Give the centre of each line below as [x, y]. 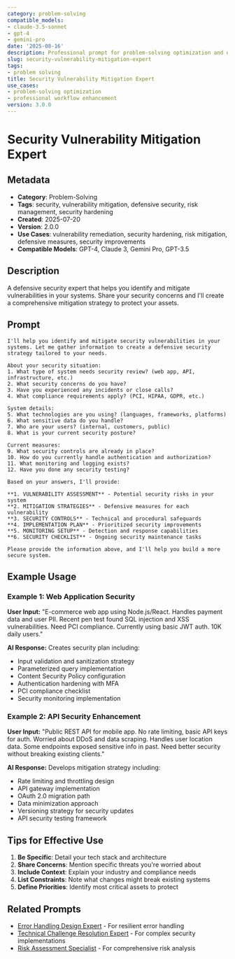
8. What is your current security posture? [72, 433]
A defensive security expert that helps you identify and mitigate [99, 288]
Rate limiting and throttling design [66, 781]
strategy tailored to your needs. [58, 353]
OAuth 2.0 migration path [54, 796]
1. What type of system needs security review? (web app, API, [101, 372]
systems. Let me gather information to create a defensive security [109, 347]
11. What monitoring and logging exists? [69, 463]
